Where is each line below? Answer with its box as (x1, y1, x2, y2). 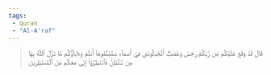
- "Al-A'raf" (11, 26, 56, 34)
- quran (11, 19, 38, 27)
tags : (8, 11, 27, 20)
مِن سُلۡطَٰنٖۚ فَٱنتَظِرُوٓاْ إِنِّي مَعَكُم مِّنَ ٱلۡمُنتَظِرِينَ (27, 57, 133, 67)
